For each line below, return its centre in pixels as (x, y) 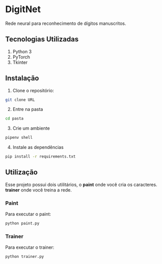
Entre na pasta (28, 109)
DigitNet (23, 9)
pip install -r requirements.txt (40, 157)
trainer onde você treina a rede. (38, 190)
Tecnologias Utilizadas (42, 39)
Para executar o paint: (28, 214)
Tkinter (20, 62)
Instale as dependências (38, 147)
